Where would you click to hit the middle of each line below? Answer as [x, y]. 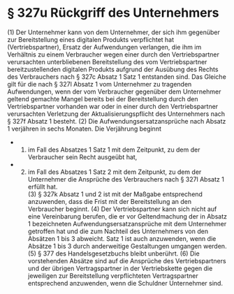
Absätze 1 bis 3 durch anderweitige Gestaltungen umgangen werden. [127, 246]
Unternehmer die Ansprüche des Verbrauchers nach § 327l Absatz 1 [126, 179]
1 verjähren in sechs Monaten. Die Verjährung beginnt [85, 128]
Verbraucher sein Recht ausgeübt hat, [82, 157]
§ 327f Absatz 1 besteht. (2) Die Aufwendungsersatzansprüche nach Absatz [117, 121]
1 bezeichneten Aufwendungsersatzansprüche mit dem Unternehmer [127, 223]
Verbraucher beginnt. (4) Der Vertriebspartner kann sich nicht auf [122, 209]
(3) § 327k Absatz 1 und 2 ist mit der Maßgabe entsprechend [115, 194]
